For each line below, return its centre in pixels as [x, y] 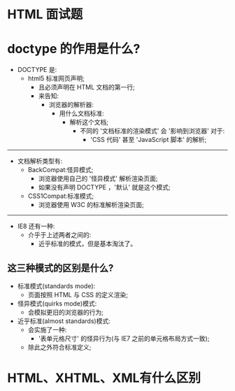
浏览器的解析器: [71, 105]
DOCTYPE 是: [37, 70]
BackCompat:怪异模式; [60, 170]
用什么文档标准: [82, 113]
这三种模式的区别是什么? [60, 268]
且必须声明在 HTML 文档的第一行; [86, 87]
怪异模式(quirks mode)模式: [57, 303]
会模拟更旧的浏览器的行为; [65, 312]
